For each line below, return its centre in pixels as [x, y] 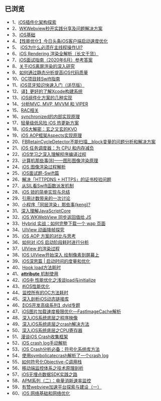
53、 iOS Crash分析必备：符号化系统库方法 [56, 349]
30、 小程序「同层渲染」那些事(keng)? [51, 204]
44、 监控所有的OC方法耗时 [40, 292]
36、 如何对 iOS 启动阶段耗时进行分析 [50, 242]
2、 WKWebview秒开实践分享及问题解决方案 [57, 28]
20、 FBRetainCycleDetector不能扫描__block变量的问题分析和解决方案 [84, 141]
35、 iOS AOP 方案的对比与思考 [44, 236]
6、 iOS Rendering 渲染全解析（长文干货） [55, 53]
